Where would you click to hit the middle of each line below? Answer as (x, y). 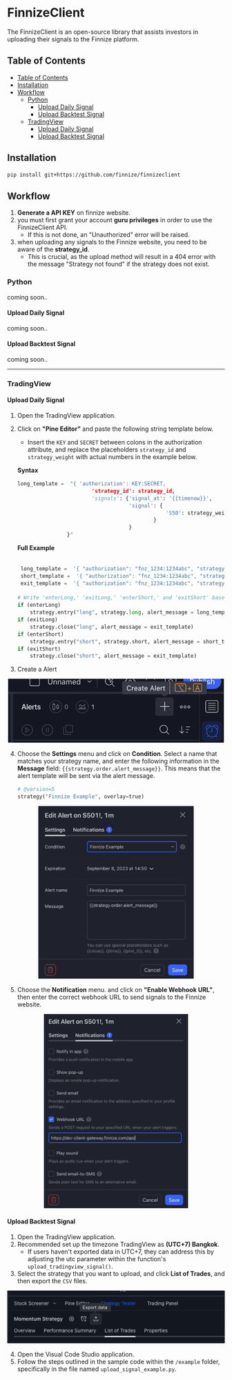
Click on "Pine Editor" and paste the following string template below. (115, 429)
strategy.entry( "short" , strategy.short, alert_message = (115, 641)
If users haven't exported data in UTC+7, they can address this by (120, 1252)
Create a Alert (37, 669)
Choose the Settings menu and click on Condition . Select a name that (117, 753)
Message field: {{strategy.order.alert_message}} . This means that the (119, 768)
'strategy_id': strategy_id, (133, 491)
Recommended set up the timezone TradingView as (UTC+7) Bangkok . (118, 1244)
